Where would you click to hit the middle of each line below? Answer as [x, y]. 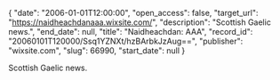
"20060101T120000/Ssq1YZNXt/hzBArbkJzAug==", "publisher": [126, 41]
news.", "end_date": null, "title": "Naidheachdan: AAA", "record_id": [131, 32]
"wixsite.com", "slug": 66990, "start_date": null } [97, 51]
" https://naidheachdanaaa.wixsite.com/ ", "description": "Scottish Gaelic [140, 22]
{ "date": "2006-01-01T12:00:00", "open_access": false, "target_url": [133, 13]
